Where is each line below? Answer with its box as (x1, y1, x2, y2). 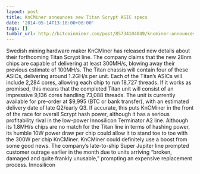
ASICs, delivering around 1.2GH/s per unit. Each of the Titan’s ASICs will (6, 73, 183, 80)
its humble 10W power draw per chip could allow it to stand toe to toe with (6, 129, 188, 137)
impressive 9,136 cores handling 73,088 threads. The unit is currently (6, 92, 176, 99)
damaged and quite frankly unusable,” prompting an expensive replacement (6, 155, 192, 162)
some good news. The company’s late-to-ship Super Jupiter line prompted (6, 142, 189, 150)
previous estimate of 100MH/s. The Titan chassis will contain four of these (6, 66, 189, 73)
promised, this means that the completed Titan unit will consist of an (6, 85, 174, 92)
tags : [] (6, 25, 28, 32)
